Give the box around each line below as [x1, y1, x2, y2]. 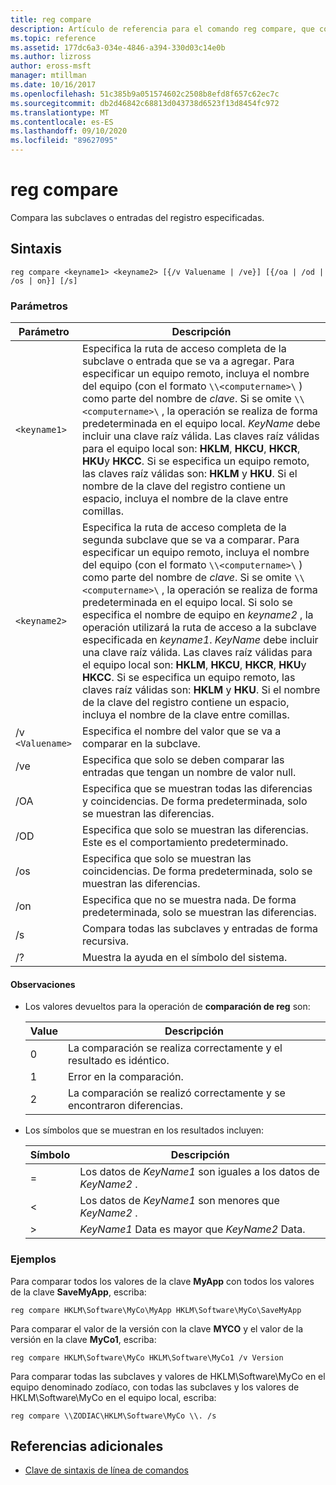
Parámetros [10, 299, 68, 313]
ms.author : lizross [10, 52, 92, 62]
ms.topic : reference [10, 33, 97, 43]
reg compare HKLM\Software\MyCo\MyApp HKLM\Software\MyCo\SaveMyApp [10, 1305, 302, 1315]
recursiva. [81, 934, 130, 948]
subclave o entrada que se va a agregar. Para [81, 354, 295, 368]
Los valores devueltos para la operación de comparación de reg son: [24, 1001, 311, 1013]
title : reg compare [10, 14, 92, 25]
